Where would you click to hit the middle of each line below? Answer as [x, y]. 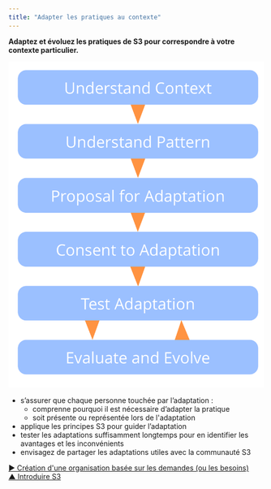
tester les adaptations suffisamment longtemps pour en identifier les [134, 435]
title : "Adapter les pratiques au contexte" [85, 17]
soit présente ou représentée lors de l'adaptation [114, 418]
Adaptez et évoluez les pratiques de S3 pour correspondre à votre [122, 41]
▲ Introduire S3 [35, 477]
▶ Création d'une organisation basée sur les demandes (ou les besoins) [129, 468]
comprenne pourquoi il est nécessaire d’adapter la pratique [131, 409]
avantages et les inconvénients [72, 444]
